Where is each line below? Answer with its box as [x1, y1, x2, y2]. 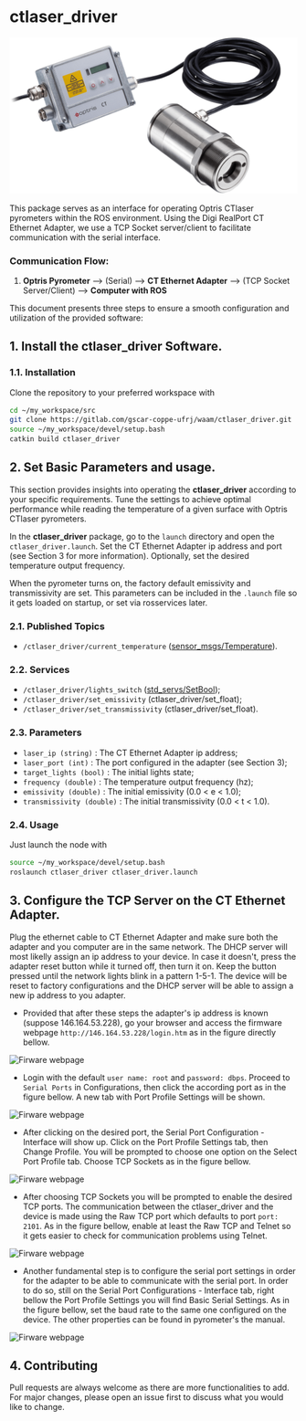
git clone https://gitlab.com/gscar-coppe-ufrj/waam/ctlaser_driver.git [9, 416, 292, 425]
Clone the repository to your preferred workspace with [9, 386, 216, 398]
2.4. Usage [9, 818, 59, 831]
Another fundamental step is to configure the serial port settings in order [22, 1265, 297, 1276]
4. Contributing [9, 1358, 99, 1374]
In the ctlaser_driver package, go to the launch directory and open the [9, 531, 275, 542]
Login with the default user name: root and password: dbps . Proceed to [22, 1071, 290, 1083]
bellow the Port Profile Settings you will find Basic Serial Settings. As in [22, 1294, 290, 1305]
